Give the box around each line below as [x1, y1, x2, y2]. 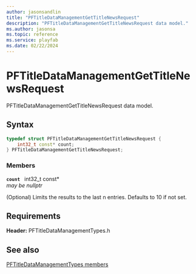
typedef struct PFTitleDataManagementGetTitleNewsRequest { [6, 135, 162, 142]
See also [6, 244, 39, 255]
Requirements [6, 211, 61, 221]
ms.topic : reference [6, 32, 59, 38]
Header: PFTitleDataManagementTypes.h [6, 227, 110, 235]
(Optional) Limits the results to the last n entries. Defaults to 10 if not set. [6, 193, 187, 200]
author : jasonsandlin [6, 9, 61, 15]
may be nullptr [6, 182, 42, 189]
